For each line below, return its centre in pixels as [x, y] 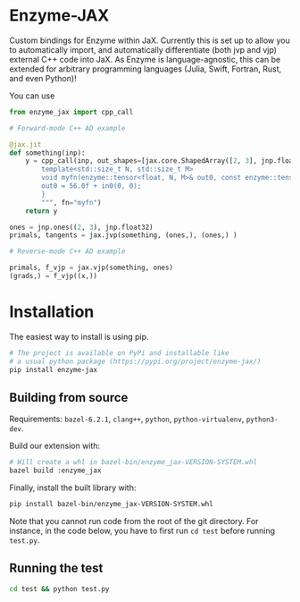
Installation [52, 312]
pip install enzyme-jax [54, 369]
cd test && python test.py [59, 589]
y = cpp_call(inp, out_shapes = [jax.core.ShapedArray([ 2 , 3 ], [141, 161]
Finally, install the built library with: [73, 488]
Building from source [69, 398]
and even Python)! [43, 78]
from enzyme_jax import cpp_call [71, 112]
